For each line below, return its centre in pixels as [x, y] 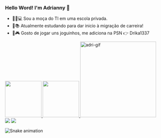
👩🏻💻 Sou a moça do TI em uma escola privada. [60, 18]
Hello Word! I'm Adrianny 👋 [38, 8]
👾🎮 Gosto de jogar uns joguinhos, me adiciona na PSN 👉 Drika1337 [80, 33]
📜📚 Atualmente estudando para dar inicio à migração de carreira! [78, 26]
